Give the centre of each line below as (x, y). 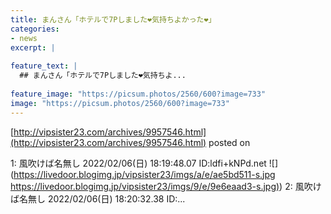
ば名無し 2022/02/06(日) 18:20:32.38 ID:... (98, 198)
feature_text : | (44, 66)
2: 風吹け (303, 186)
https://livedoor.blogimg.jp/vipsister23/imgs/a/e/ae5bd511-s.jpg (144, 174)
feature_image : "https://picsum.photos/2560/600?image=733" (138, 94)
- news (24, 38)
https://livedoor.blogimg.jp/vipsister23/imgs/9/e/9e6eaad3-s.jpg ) (145, 186)
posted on (229, 142)
